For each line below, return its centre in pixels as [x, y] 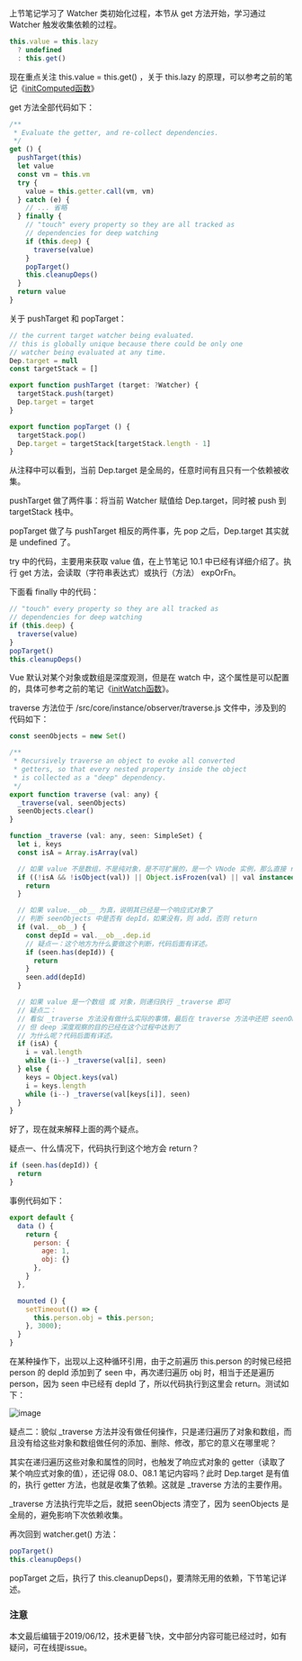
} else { [34, 1069]
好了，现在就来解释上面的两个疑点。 [76, 1129]
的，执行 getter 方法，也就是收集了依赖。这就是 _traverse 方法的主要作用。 [148, 1484]
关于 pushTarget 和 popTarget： [68, 318]
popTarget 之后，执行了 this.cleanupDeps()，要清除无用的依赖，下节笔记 [144, 1578]
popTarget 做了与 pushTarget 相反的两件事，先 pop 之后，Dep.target [136, 531]
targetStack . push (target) [66, 394]
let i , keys [40, 844]
